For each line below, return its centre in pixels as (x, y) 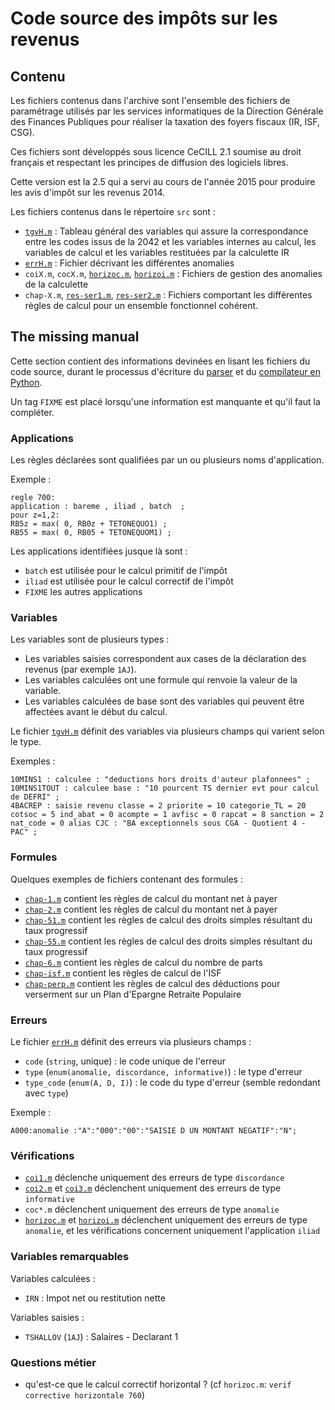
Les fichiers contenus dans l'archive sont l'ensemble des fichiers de (150, 100)
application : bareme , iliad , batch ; (98, 507)
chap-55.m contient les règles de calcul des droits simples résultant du (168, 941)
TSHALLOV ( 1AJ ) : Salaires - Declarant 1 (101, 1336)
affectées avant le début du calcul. (96, 712)
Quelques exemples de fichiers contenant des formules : (126, 879)
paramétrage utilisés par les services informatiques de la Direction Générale (167, 111)
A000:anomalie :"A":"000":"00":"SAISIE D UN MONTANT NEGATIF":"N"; (154, 1131)
